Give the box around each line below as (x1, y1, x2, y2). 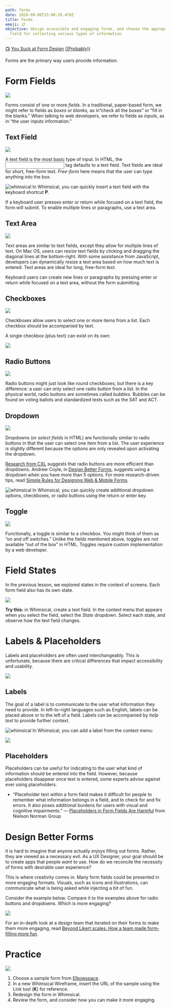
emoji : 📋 (5, 21, 25, 27)
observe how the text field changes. (5, 617, 81, 623)
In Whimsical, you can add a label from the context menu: (32, 727, 153, 733)
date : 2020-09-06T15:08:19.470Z (5, 12, 74, 17)
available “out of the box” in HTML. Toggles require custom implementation (5, 541, 163, 547)
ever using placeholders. (5, 781, 58, 788)
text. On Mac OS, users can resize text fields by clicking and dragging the (5, 248, 160, 254)
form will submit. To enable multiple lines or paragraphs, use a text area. (5, 204, 157, 210)
